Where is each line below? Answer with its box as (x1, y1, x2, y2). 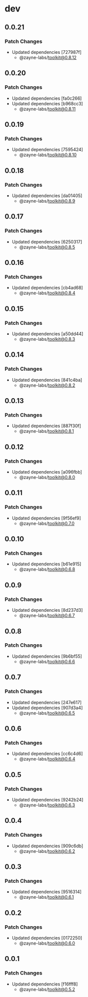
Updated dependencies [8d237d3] (11, 607, 83, 613)
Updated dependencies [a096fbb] (11, 469, 83, 475)
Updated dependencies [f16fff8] (11, 981, 78, 987)
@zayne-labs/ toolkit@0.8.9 (19, 198, 76, 204)
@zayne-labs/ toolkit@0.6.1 (19, 894, 74, 900)
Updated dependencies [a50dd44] (11, 331, 84, 337)
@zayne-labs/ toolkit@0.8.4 (19, 290, 76, 296)
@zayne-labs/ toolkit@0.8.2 (19, 382, 76, 388)
